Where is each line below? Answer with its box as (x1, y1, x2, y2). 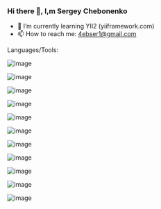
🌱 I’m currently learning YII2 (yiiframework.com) (17, 22, 155, 31)
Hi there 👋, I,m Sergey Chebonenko (7, 6, 128, 16)
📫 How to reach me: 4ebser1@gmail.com (17, 30, 137, 38)
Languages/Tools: (7, 46, 59, 54)
